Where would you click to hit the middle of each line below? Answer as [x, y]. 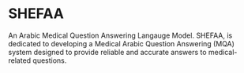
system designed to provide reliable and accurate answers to [107, 52]
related [20, 60]
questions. [50, 60]
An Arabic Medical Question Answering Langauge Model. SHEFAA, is [120, 35]
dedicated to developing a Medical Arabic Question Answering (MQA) [122, 43]
